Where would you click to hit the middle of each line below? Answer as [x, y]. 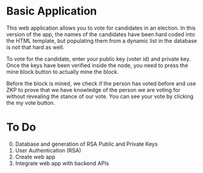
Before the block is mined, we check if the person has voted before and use [101, 83]
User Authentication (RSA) [48, 150]
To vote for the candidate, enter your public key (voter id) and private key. [98, 59]
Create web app [35, 157]
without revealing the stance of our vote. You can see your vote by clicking [100, 96]
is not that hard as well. [36, 47]
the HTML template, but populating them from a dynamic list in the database [102, 41]
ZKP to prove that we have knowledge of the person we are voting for [93, 90]
